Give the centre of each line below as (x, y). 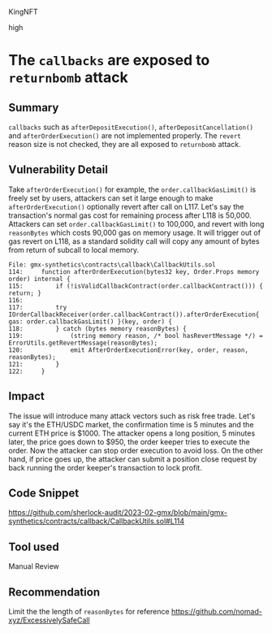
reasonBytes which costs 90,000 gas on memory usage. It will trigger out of (135, 232)
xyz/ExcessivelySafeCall (50, 620)
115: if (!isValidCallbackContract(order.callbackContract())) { (136, 286)
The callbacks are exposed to (109, 61)
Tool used (34, 546)
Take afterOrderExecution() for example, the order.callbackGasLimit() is (132, 189)
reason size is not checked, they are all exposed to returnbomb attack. (125, 144)
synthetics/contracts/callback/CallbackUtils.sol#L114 (97, 521)
